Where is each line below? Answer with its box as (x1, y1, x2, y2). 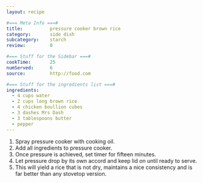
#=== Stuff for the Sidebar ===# (6, 54, 91, 60)
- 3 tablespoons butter (12, 115, 72, 122)
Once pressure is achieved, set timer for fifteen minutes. (15, 150, 156, 158)
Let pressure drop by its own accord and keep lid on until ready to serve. (15, 157, 198, 164)
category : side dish (6, 31, 75, 37)
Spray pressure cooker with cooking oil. (15, 137, 115, 145)
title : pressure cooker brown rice (6, 26, 121, 32)
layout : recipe (6, 9, 45, 15)
